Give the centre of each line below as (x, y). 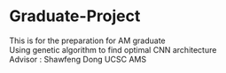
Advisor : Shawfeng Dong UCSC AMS (78, 59)
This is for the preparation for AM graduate (87, 40)
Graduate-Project (75, 16)
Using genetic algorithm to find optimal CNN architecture (113, 49)
